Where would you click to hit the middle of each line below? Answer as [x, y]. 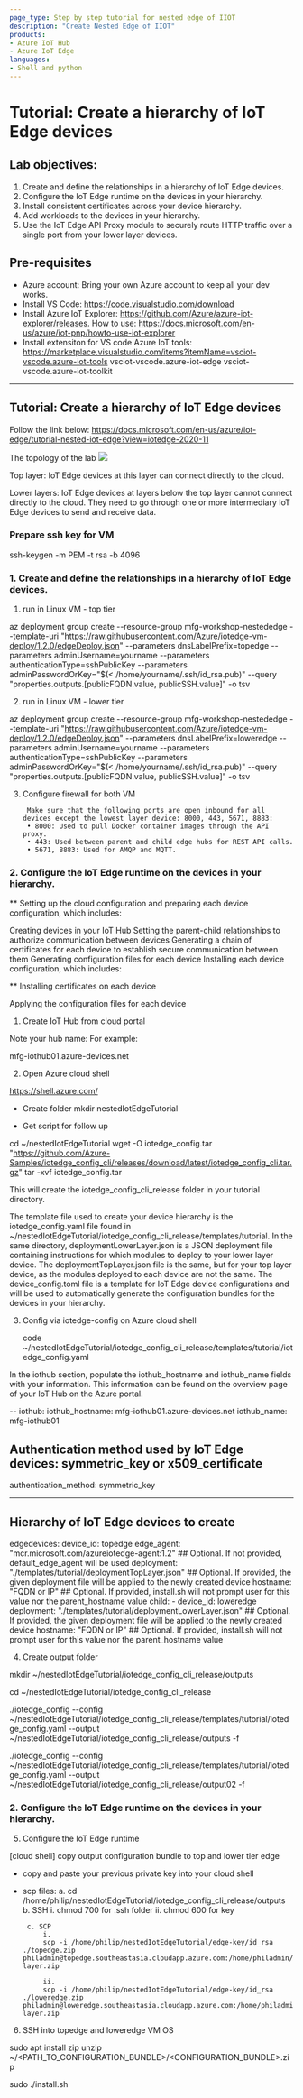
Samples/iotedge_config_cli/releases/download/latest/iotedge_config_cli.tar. [151, 1163]
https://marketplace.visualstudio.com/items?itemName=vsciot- [139, 352]
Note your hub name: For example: [73, 1039]
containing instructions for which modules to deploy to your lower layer [142, 1256]
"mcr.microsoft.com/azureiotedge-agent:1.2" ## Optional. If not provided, [146, 1553]
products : [28, 34]
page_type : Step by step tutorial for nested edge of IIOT [123, 18]
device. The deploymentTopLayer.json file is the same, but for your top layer [151, 1265]
